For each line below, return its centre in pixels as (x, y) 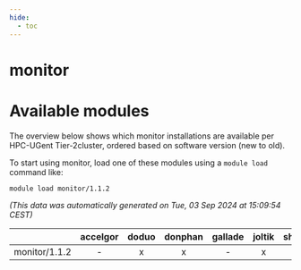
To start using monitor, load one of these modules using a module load (139, 163)
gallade (228, 236)
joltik (263, 236)
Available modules (79, 110)
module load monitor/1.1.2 (60, 189)
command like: (36, 172)
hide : (19, 17)
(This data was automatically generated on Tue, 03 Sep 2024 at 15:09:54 (145, 205)
